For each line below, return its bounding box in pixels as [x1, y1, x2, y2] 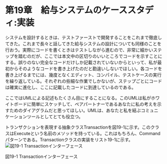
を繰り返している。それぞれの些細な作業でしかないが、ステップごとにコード [5, 78, 163, 84]
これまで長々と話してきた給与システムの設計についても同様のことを [22, 40, 162, 46]
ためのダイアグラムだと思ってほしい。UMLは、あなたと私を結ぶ [9, 107, 141, 113]
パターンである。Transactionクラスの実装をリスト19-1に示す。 [5, 137, 133, 143]
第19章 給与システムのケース [5, 4, 128, 16]
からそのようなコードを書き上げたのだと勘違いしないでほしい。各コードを [9, 65, 163, 71]
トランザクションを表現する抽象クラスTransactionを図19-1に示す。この [5, 124, 151, 130]
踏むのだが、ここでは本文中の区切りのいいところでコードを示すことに [18, 53, 163, 59]
